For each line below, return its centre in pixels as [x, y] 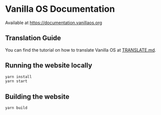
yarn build [16, 108]
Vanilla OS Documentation [60, 9]
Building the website [37, 97]
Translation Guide [33, 38]
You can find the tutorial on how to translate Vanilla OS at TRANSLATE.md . [81, 50]
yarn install [19, 77]
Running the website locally [49, 66]
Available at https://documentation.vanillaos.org [54, 23]
